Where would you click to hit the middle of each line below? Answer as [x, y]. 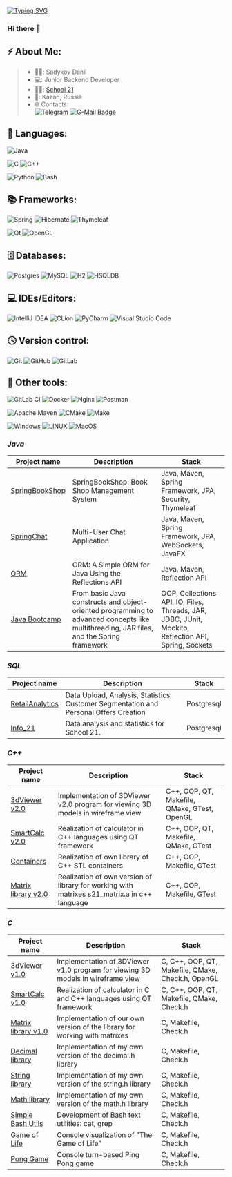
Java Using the [96, 573]
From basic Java [99, 593]
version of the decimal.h [96, 1055]
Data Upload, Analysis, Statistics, [119, 695]
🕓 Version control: [48, 341]
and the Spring [96, 636]
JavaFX [173, 554]
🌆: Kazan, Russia [58, 97]
